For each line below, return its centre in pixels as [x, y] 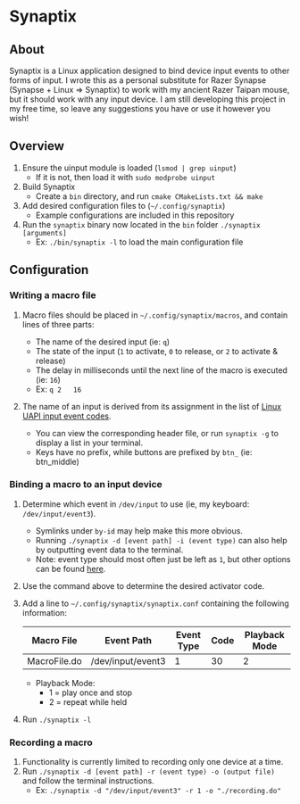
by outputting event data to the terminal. [109, 550]
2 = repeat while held [88, 701]
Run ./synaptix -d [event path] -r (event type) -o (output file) [148, 771]
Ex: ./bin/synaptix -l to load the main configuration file [139, 242]
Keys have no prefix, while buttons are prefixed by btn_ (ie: [144, 452]
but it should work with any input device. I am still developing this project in [147, 99]
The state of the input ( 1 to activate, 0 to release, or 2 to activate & [157, 351]
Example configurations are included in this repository [135, 215]
